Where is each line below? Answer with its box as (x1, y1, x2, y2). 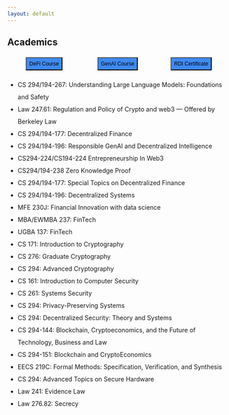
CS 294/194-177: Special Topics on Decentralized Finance (17, 179, 186, 187)
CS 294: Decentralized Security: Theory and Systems (17, 313, 172, 322)
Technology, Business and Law (17, 338, 107, 347)
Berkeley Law (17, 117, 57, 126)
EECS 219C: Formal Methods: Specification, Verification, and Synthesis (17, 362, 223, 372)
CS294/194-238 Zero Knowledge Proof (17, 166, 131, 175)
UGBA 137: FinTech (17, 228, 73, 236)
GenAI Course (100, 60, 135, 67)
